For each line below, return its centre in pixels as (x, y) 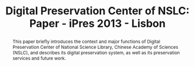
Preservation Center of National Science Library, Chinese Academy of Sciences (95, 47)
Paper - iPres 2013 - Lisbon (97, 23)
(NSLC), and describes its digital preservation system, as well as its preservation (96, 53)
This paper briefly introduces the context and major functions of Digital (86, 41)
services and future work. (39, 58)
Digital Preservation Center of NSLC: (97, 11)
